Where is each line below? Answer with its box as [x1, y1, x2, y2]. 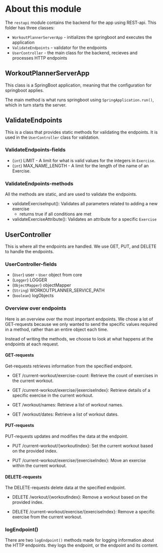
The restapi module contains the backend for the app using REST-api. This [5, 20, 157, 25]
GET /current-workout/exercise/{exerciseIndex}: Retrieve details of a [12, 387, 150, 393]
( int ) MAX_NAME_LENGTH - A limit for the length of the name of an [12, 163, 149, 169]
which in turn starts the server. [5, 102, 67, 108]
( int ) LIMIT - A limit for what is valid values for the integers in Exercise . [12, 157, 156, 163]
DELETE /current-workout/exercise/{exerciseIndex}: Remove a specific [12, 509, 155, 515]
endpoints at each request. [5, 341, 60, 347]
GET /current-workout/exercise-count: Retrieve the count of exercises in [12, 372, 158, 378]
